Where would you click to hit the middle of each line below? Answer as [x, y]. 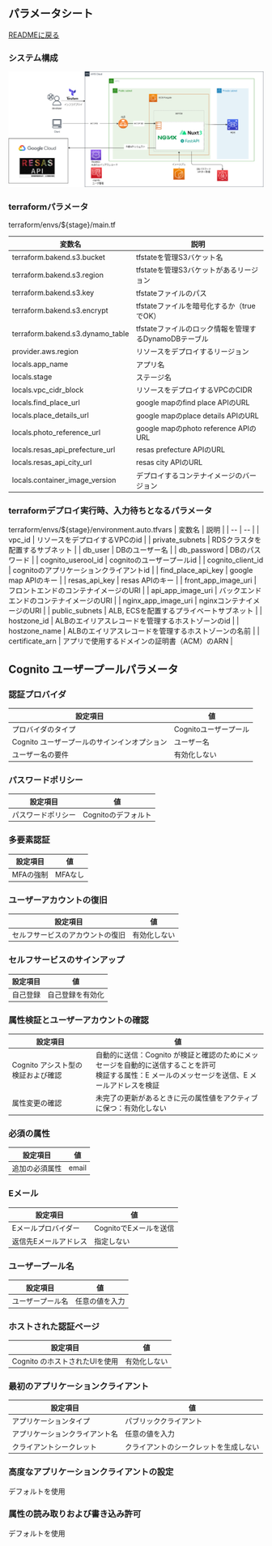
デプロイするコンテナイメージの [189, 475]
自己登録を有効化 [76, 995]
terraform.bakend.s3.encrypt [60, 310]
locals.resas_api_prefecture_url [64, 449]
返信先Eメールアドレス [49, 1241]
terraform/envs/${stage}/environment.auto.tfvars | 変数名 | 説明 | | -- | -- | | [134, 530]
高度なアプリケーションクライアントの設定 [91, 1472]
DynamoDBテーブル [176, 339]
